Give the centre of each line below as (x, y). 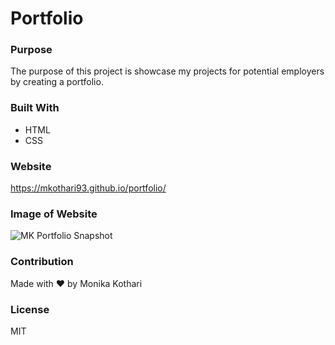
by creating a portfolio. (57, 82)
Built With (35, 108)
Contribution (42, 262)
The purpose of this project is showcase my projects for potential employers (167, 71)
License (30, 309)
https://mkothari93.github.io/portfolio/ (88, 188)
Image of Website (54, 214)
